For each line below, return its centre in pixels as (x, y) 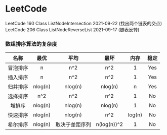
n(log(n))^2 (109, 124)
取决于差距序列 (73, 125)
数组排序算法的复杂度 (31, 44)
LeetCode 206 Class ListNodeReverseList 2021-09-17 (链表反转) (72, 29)
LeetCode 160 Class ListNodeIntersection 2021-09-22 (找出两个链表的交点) (84, 23)
